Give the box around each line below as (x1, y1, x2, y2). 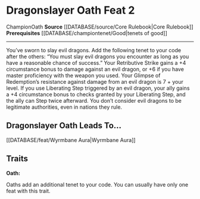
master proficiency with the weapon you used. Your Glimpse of (6, 72, 161, 79)
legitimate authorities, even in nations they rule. (6, 103, 123, 110)
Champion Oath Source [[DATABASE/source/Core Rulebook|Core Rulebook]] (6, 23, 193, 30)
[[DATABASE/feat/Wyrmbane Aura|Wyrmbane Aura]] (6, 136, 136, 143)
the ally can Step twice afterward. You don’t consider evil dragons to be (6, 97, 182, 104)
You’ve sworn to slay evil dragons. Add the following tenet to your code (6, 46, 182, 53)
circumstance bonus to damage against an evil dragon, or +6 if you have (6, 65, 185, 72)
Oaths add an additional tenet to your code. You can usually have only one (6, 181, 189, 188)
